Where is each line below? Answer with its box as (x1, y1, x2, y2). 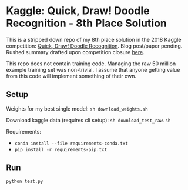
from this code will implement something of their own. (6, 72, 137, 79)
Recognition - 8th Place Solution (6, 16, 167, 30)
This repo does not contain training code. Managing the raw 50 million (6, 60, 176, 67)
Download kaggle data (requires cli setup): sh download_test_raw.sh (6, 116, 171, 124)
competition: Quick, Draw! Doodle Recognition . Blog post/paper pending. (6, 42, 183, 49)
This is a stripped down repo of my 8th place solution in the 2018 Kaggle (6, 36, 182, 43)
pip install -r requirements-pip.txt (14, 146, 108, 152)
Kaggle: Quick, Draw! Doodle (6, 4, 150, 18)
